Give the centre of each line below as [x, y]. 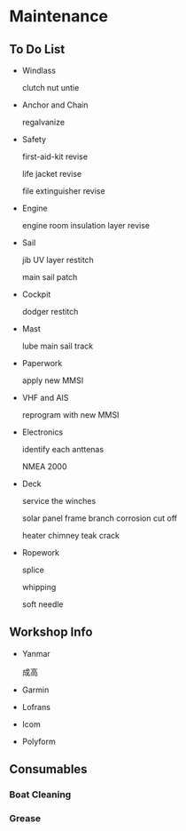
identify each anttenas [63, 449]
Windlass [39, 70]
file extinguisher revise [63, 191]
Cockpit [36, 294]
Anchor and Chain [55, 105]
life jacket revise [52, 174]
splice [33, 570]
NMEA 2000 [45, 467]
